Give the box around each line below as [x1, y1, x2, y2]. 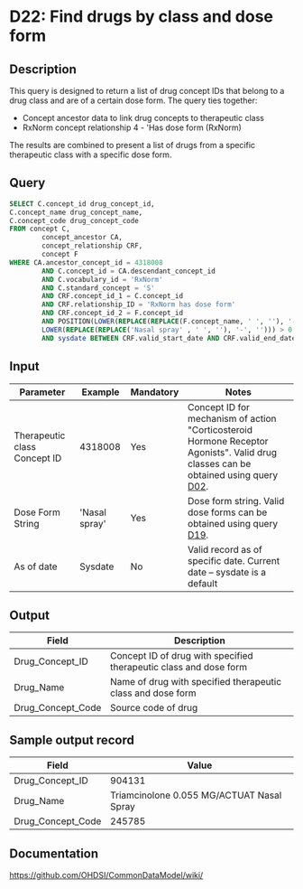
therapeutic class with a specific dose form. [9, 149, 172, 160]
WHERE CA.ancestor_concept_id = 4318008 [9, 257, 164, 267]
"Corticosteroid [188, 423, 253, 435]
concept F [41, 250, 78, 259]
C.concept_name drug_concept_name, [9, 208, 143, 217]
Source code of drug [109, 702, 198, 715]
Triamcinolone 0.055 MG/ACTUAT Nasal [109, 789, 282, 801]
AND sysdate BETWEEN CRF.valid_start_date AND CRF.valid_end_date [41, 333, 297, 342]
